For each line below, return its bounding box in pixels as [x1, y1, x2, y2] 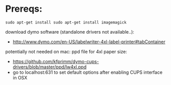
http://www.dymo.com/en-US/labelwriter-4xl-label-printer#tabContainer [12, 39, 166, 45]
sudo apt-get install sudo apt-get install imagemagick [5, 20, 127, 25]
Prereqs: [5, 3, 42, 15]
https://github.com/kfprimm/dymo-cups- [12, 58, 99, 64]
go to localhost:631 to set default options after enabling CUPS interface [12, 69, 163, 75]
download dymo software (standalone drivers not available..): [5, 29, 134, 35]
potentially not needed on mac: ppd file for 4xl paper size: [5, 48, 128, 54]
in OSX [12, 74, 28, 80]
